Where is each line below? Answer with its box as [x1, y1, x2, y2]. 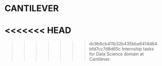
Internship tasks [122, 46, 154, 52]
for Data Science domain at [89, 51, 144, 57]
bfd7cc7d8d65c [89, 46, 121, 52]
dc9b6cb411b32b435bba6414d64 [89, 41, 158, 47]
